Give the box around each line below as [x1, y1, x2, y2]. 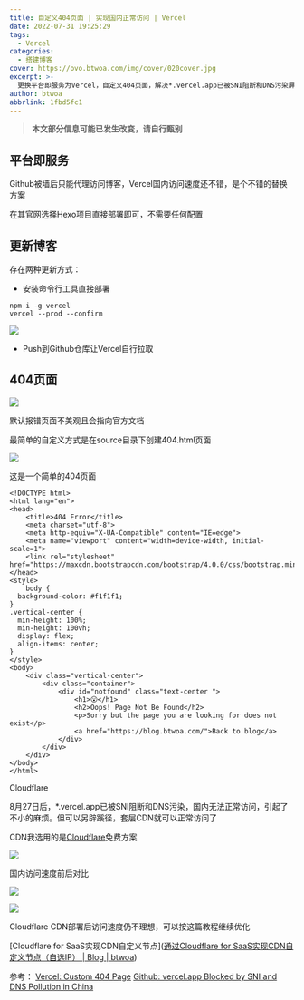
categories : [9, 47, 54, 56]
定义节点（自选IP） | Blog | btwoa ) [9, 951, 138, 962]
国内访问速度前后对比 [9, 868, 89, 879]
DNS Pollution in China [9, 981, 94, 992]
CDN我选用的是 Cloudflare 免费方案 [9, 831, 138, 842]
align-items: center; [17, 639, 100, 648]
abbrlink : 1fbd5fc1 [9, 97, 83, 107]
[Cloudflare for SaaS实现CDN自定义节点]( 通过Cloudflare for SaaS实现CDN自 [9, 940, 294, 951]
